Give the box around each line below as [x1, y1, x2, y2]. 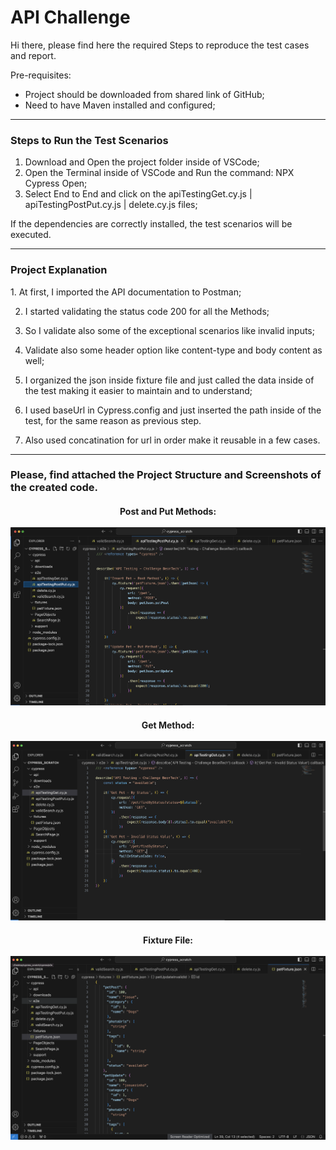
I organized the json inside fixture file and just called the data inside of [24, 374, 315, 386]
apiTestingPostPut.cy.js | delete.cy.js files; [24, 199, 198, 211]
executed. [10, 229, 52, 241]
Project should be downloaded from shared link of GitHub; [24, 88, 265, 100]
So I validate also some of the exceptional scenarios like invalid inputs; [24, 324, 315, 336]
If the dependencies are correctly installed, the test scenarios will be [10, 218, 293, 230]
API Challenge [10, 6, 131, 29]
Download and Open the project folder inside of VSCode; [24, 156, 260, 168]
